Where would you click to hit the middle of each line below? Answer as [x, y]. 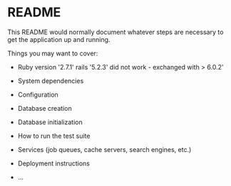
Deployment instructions [54, 163]
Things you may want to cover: [53, 53]
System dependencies [51, 81]
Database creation [45, 108]
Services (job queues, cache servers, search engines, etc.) [104, 149]
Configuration [38, 94]
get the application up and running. [59, 39]
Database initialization [50, 122]
